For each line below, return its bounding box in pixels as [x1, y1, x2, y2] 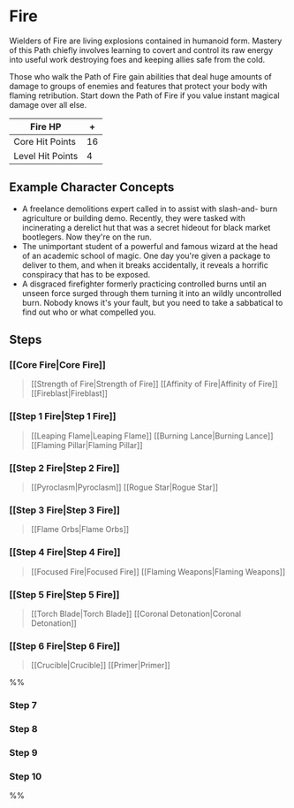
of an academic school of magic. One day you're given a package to [21, 250, 271, 261]
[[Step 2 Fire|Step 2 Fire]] [9, 461, 120, 474]
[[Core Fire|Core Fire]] [9, 359, 106, 371]
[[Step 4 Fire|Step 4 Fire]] [9, 546, 121, 559]
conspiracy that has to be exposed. [21, 269, 151, 279]
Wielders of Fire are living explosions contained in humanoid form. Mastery [9, 35, 283, 46]
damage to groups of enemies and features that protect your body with [9, 80, 268, 91]
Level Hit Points [13, 149, 79, 162]
